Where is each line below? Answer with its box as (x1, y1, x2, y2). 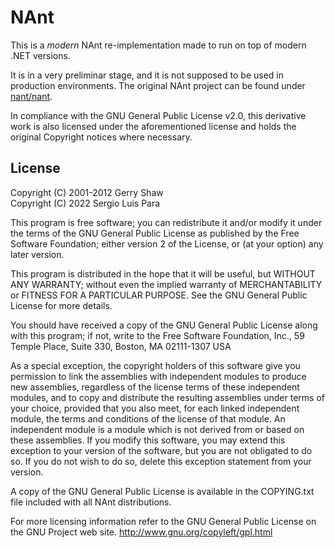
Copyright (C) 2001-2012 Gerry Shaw (10, 186, 164, 198)
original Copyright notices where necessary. (10, 131, 193, 143)
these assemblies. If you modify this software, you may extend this (10, 434, 286, 446)
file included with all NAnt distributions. (10, 496, 172, 508)
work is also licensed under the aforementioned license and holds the (10, 120, 297, 132)
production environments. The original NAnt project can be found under (10, 79, 306, 91)
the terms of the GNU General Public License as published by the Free (10, 227, 300, 239)
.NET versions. (10, 49, 71, 61)
